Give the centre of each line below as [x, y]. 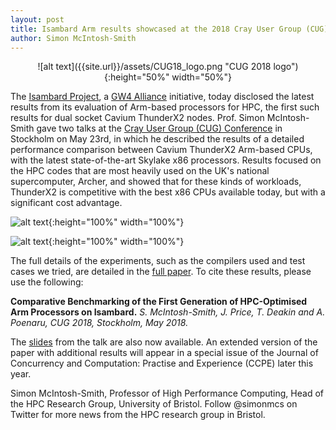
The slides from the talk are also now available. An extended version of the [164, 342]
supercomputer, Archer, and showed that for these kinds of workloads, [156, 182]
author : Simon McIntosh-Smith [73, 38]
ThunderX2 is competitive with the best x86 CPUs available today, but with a [168, 192]
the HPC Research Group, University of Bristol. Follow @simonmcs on [154, 404]
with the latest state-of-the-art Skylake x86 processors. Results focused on [166, 160]
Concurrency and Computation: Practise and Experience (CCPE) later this [162, 363]
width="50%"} [202, 77]
